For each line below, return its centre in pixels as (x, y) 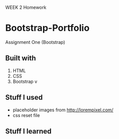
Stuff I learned (29, 131)
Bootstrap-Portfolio (47, 28)
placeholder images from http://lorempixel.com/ (63, 110)
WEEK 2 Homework (26, 7)
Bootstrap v (25, 81)
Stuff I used (24, 97)
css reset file (26, 115)
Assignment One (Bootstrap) (35, 42)
